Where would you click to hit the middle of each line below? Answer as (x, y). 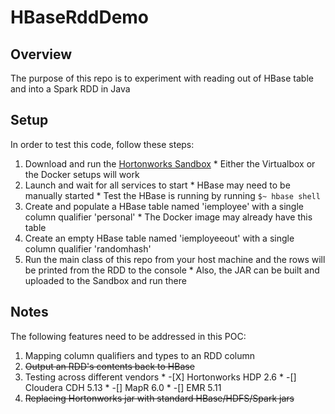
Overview (41, 54)
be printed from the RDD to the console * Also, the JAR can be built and (172, 270)
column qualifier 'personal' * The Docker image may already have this (168, 217)
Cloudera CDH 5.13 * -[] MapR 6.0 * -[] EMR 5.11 (123, 387)
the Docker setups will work (82, 174)
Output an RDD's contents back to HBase (109, 366)
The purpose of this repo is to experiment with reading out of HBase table (162, 78)
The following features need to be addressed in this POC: (128, 336)
